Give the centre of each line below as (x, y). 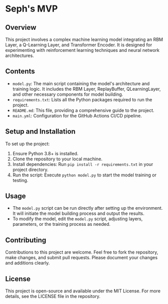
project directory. (31, 169)
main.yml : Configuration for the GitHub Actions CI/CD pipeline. (77, 115)
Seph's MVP (32, 9)
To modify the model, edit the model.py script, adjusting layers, (77, 219)
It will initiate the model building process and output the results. (78, 214)
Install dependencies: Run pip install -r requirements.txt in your (83, 164)
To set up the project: (27, 144)
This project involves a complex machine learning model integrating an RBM (84, 39)
